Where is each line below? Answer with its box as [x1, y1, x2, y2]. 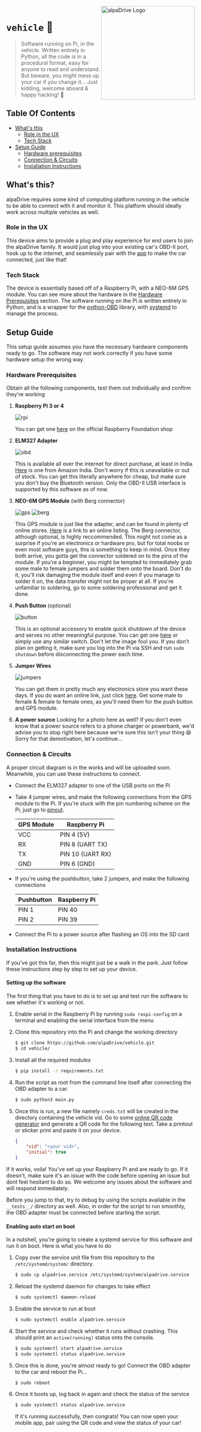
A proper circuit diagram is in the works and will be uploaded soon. [6, 764, 172, 771]
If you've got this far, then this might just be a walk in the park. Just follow [6, 959, 188, 966]
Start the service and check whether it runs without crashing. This [14, 1327, 178, 1334]
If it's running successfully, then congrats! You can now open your [14, 1412, 178, 1420]
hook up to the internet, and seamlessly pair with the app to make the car [6, 250, 187, 257]
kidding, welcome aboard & [20, 84, 89, 92]
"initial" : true [26, 1149, 66, 1156]
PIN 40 [57, 905, 78, 914]
